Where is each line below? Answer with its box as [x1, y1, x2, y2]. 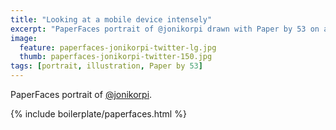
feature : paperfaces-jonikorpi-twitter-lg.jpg [19, 42, 217, 53]
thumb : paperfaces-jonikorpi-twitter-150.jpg [19, 52, 213, 62]
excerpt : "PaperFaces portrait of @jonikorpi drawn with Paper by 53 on [10, 24, 320, 34]
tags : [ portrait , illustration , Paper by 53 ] [10, 61, 203, 71]
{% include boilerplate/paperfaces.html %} [10, 108, 187, 120]
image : [10, 33, 38, 43]
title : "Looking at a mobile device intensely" [10, 14, 213, 25]
